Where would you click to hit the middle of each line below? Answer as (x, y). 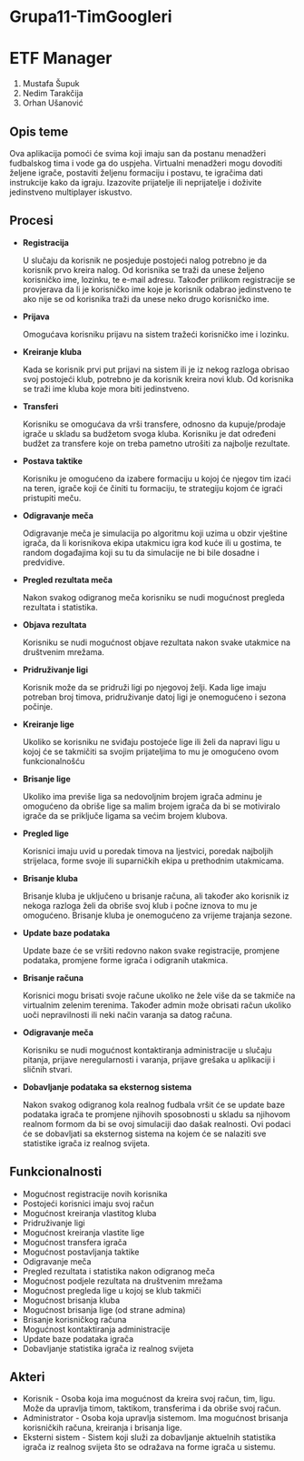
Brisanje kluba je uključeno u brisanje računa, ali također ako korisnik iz (156, 896)
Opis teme (39, 131)
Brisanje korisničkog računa (74, 1319)
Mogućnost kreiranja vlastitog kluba (89, 1213)
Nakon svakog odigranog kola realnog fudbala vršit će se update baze (154, 1104)
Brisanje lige (46, 779)
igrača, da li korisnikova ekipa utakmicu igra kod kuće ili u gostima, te (152, 542)
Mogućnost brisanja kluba (71, 1300)
